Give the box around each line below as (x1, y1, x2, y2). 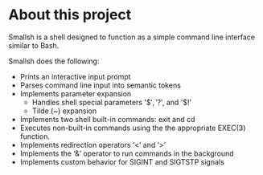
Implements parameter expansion (19, 88, 132, 98)
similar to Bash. (8, 40, 60, 50)
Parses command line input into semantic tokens (19, 80, 181, 90)
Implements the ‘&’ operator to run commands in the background (19, 149, 235, 158)
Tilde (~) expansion (31, 106, 97, 116)
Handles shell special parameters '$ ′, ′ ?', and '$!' (31, 97, 192, 107)
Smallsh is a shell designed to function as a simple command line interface (8, 32, 256, 42)
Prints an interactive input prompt (19, 71, 131, 81)
